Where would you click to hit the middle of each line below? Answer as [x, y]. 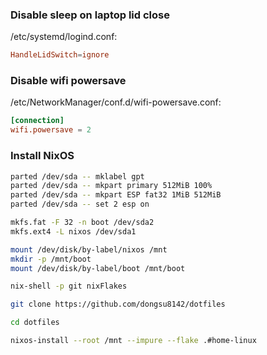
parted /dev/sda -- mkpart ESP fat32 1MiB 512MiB [116, 195]
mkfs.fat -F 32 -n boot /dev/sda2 [82, 223]
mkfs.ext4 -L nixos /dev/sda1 [73, 231]
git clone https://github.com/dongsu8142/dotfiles [118, 304]
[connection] [37, 121]
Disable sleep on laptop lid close [90, 15]
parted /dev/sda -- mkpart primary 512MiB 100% [111, 186]
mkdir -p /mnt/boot [51, 259]
